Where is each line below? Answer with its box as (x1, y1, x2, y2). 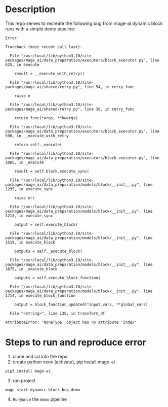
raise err (14, 195, 35, 200)
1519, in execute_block (5, 240, 56, 245)
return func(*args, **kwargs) (14, 115, 78, 120)
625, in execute (5, 62, 39, 67)
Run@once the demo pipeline (12, 396, 67, 402)
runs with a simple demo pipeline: (5, 25, 75, 31)
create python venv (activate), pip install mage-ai (12, 359, 115, 365)
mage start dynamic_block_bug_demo (5, 387, 80, 392)
